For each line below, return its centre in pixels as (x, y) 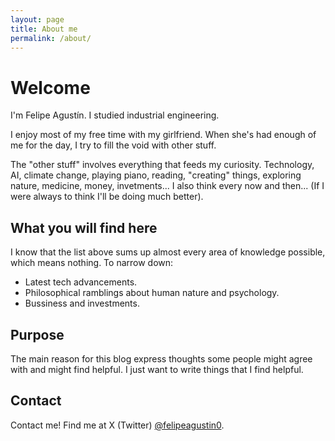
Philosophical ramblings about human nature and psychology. (152, 293)
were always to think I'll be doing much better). (107, 197)
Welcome (50, 87)
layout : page (37, 19)
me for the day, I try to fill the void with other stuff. (113, 145)
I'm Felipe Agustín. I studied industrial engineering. (115, 115)
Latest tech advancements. (81, 282)
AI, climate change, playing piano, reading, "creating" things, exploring (156, 175)
